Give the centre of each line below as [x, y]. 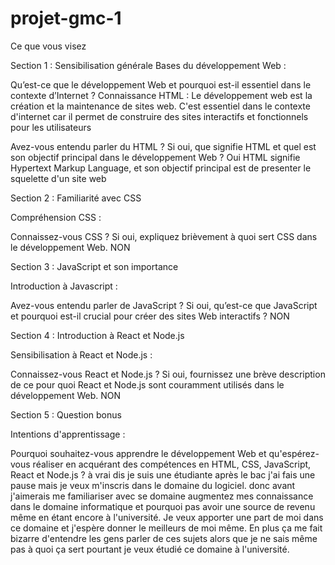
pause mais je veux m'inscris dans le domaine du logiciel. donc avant [153, 485]
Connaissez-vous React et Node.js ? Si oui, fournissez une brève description [168, 374]
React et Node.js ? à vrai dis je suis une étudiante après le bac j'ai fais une [163, 474]
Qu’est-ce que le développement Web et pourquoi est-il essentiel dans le [161, 84]
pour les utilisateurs [51, 127]
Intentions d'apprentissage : [68, 434]
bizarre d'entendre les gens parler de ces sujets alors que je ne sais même [164, 538]
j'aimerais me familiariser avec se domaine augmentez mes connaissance [162, 496]
